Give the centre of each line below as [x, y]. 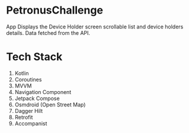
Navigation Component [43, 92]
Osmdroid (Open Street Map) [50, 105]
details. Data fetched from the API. [48, 33]
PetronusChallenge [55, 10]
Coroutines [28, 79]
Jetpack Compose [37, 98]
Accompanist [31, 123]
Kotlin [22, 73]
